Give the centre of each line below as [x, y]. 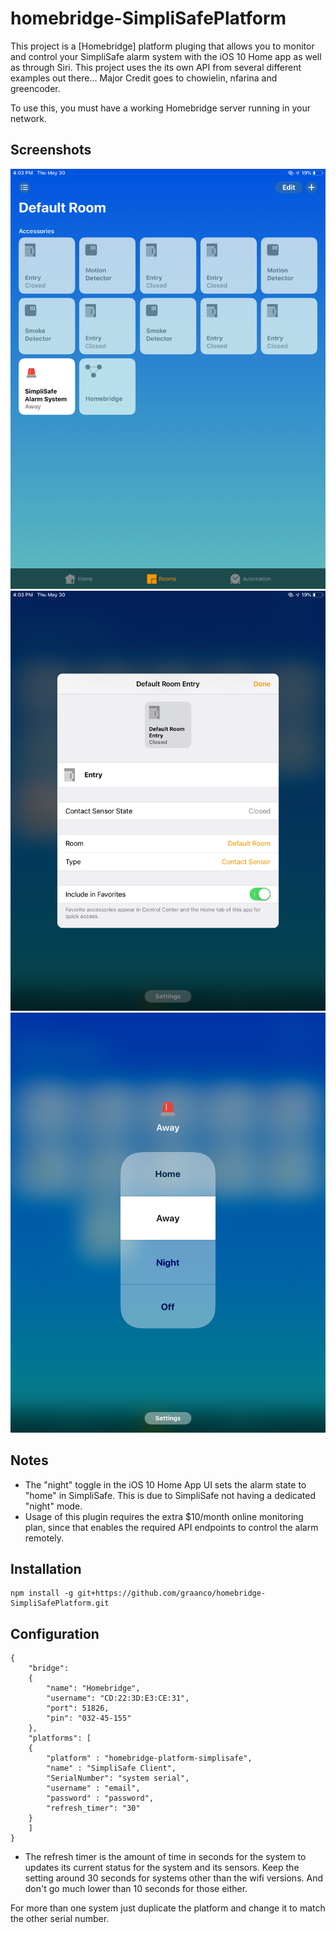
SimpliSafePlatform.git [60, 1603]
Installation [46, 1568]
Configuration [55, 1633]
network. [29, 118]
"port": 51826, [78, 1708]
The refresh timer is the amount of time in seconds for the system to [165, 1857]
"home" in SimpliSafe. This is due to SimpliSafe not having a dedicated [170, 1495]
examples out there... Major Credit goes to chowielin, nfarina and [144, 78]
